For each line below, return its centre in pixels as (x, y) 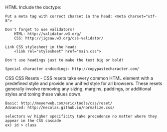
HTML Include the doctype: (33, 7)
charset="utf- (142, 16)
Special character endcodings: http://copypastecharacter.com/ (72, 69)
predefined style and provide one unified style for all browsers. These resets (84, 83)
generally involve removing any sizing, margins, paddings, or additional (78, 89)
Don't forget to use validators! (40, 29)
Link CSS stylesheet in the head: (41, 47)
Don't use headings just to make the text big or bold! (64, 60)
